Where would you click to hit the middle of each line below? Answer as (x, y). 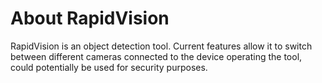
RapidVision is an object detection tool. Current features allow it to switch (161, 46)
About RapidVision (90, 18)
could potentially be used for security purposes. (109, 67)
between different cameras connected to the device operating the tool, (156, 56)
